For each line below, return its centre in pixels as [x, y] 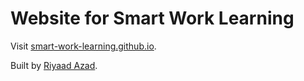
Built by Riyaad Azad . [54, 65]
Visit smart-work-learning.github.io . [83, 46]
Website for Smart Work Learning [152, 18]
